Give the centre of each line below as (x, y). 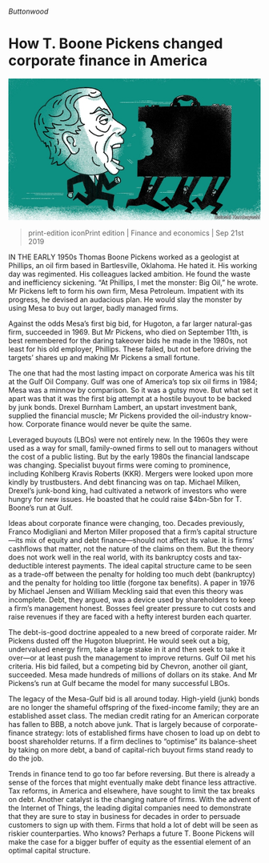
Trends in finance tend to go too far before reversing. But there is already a (132, 774)
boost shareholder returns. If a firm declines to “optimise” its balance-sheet (133, 741)
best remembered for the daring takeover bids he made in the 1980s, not (128, 341)
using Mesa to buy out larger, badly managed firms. (93, 308)
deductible (26, 566)
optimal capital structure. (49, 851)
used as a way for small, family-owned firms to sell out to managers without (133, 448)
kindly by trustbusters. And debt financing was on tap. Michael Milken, (124, 482)
